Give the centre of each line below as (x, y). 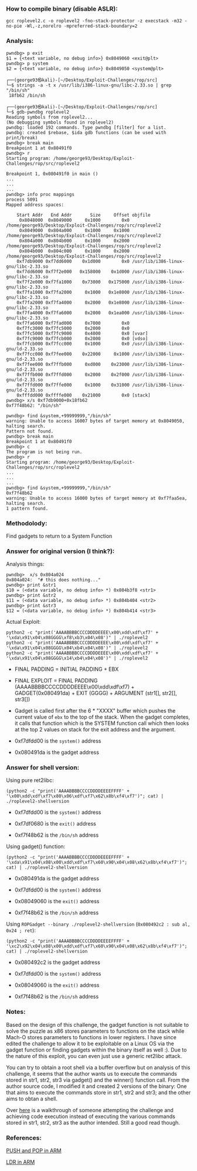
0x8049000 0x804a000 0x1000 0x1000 (74, 230)
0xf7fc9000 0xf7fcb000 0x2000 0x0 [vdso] (82, 338)
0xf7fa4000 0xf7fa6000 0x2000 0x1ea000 (73, 313)
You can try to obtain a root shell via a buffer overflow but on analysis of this (98, 1067)
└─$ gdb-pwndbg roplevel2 (38, 112)
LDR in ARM (21, 1162)
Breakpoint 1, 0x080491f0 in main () (52, 174)
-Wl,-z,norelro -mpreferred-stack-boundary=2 (81, 26)
